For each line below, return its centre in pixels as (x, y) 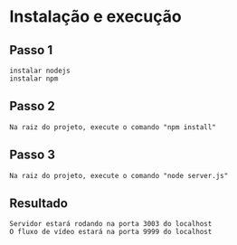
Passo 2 (33, 106)
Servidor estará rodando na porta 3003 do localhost (111, 224)
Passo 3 (33, 155)
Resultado (38, 204)
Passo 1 (31, 50)
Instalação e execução (96, 17)
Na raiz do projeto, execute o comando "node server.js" (119, 175)
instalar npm (34, 79)
